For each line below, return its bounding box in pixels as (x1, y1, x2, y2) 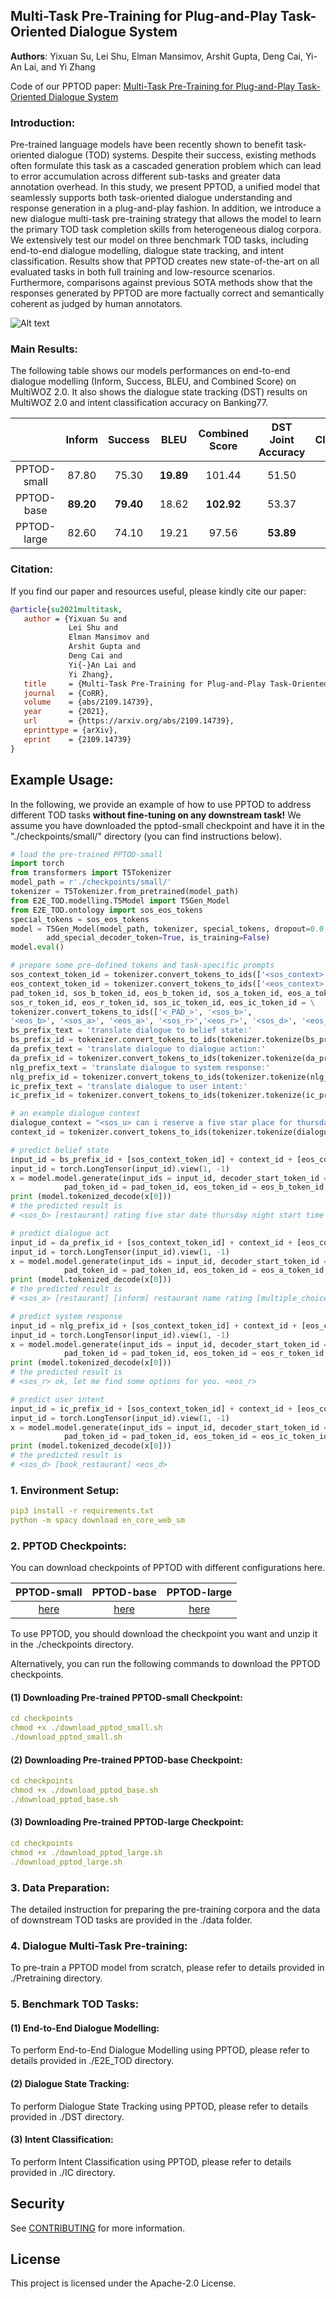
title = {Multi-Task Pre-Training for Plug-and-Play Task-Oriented (23, 679, 329, 689)
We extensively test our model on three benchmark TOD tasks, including (10, 234, 309, 246)
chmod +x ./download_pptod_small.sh (10, 1723, 163, 1733)
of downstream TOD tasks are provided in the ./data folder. (10, 1914, 253, 1926)
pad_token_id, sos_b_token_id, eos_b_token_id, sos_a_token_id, (10, 988, 284, 998)
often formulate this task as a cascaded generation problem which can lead (10, 160, 322, 172)
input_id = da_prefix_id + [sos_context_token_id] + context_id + (10, 1237, 293, 1248)
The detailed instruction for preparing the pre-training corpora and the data (10, 1904, 321, 1916)
